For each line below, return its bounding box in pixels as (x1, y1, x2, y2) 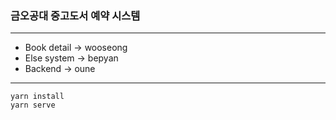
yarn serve (10, 100, 56, 111)
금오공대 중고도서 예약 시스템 (10, 8, 141, 22)
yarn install (10, 92, 65, 102)
